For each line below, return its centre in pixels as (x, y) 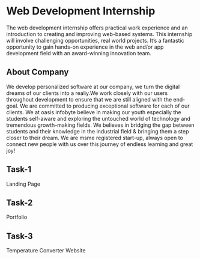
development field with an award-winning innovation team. (79, 53)
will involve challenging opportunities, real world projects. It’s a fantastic (95, 40)
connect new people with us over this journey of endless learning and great (100, 144)
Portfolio (17, 217)
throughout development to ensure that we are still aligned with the (89, 99)
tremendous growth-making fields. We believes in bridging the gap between (100, 125)
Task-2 (20, 203)
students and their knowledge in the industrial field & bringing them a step (98, 131)
